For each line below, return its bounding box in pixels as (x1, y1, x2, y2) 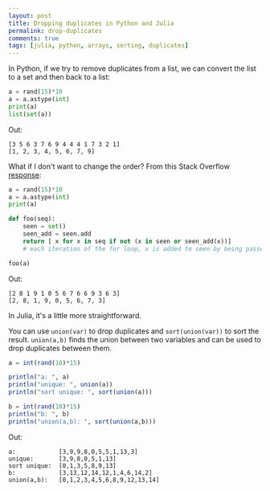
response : (8, 170, 42, 179)
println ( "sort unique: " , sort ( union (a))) (8, 388, 153, 396)
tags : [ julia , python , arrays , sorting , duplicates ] (8, 42, 189, 50)
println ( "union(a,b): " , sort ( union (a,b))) (8, 417, 157, 426)
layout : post (8, 11, 52, 20)
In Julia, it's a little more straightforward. (8, 310, 142, 320)
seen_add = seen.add (22, 230, 92, 238)
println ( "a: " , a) (8, 373, 70, 382)
